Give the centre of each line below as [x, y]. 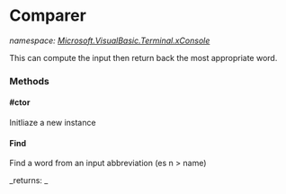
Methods [29, 81]
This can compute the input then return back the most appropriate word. [143, 57]
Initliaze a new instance [53, 123]
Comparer [48, 16]
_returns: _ [29, 181]
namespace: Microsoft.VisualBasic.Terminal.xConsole [110, 40]
